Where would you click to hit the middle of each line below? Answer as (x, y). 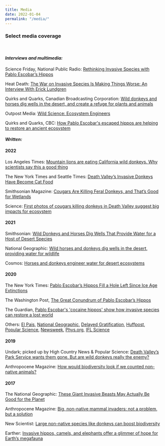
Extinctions (16, 291)
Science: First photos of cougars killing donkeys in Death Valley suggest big (82, 206)
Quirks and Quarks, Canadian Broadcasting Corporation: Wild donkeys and (81, 99)
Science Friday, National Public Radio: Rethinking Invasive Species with (77, 69)
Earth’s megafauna (24, 439)
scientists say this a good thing (36, 167)
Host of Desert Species (29, 239)
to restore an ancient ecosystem (38, 128)
